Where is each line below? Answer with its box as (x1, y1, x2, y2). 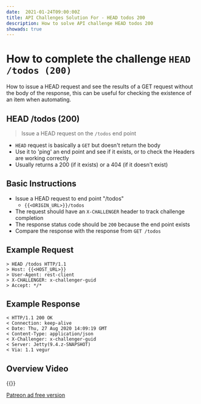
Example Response (6, 299, 80, 310)
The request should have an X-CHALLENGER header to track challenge (15, 208, 185, 215)
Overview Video (6, 363, 69, 374)
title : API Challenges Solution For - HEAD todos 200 (6, 15, 146, 21)
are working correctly (15, 155, 69, 161)
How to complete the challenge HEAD (6, 52, 191, 66)
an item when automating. (6, 96, 72, 104)
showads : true (6, 26, 43, 32)
